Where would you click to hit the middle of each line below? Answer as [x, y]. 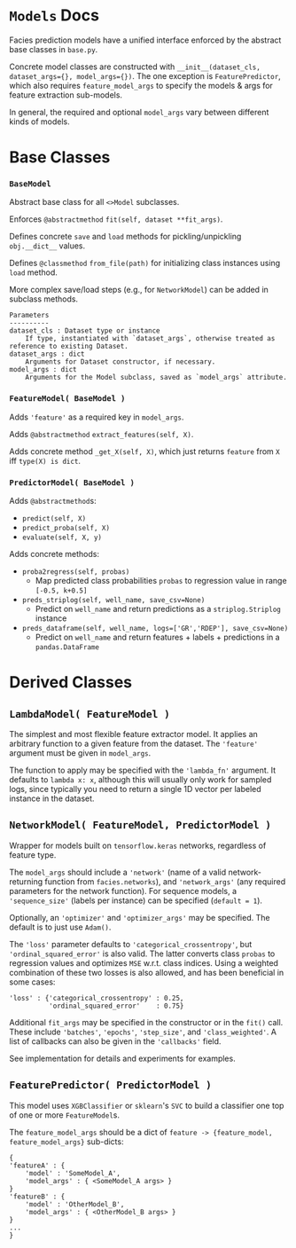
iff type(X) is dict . [45, 460]
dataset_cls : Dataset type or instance [85, 331]
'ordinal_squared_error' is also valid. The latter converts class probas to [142, 954]
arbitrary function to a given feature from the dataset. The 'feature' [134, 744]
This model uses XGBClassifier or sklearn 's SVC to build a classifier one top [147, 1105]
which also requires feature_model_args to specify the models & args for [141, 85]
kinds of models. [39, 122]
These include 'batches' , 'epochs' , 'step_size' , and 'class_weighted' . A [143, 1032]
